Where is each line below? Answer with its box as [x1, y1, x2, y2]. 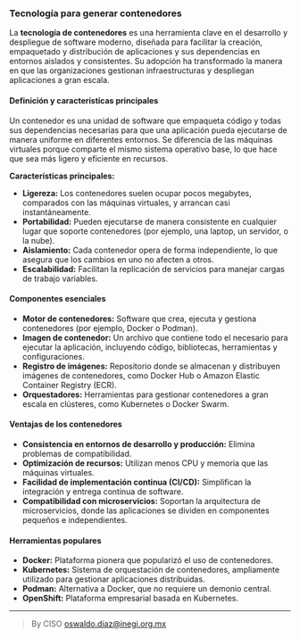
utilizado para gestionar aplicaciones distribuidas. [21, 574, 205, 584]
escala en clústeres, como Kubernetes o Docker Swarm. [21, 398, 229, 409]
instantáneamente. [21, 206, 91, 217]
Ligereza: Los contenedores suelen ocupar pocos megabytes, [21, 187, 252, 198]
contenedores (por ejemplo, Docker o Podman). [21, 322, 198, 333]
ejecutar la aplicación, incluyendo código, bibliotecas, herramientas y [21, 342, 279, 352]
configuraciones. [21, 351, 85, 361]
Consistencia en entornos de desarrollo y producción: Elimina [21, 438, 255, 449]
